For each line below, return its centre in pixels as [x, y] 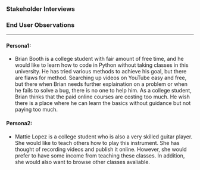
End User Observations [40, 24]
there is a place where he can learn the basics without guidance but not [103, 103]
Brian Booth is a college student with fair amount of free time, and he [99, 59]
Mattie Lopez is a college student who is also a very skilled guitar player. [104, 137]
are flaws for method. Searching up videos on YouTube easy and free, [101, 78]
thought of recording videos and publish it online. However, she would [101, 149]
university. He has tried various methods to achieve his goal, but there [101, 72]
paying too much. [36, 110]
